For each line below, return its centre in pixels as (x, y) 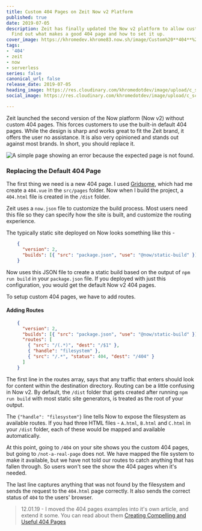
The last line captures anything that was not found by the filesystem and (96, 484)
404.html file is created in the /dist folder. (58, 197)
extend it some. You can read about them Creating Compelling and (103, 515)
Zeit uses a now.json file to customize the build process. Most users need (97, 209)
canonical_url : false (33, 79)
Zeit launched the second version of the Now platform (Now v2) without (95, 118)
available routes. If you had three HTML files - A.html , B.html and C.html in (99, 423)
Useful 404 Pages (43, 521)
